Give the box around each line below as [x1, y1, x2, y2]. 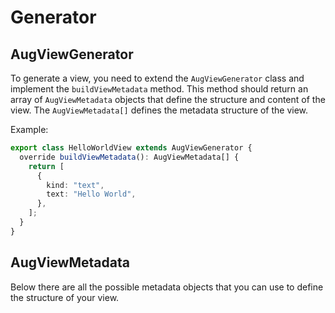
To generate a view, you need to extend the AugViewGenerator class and [10, 72, 305, 84]
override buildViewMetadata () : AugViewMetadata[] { [19, 152, 240, 162]
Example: [10, 124, 49, 135]
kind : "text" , [46, 180, 105, 190]
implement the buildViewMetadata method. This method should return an [10, 83, 309, 95]
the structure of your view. [10, 291, 120, 303]
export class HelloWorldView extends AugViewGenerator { [10, 143, 253, 153]
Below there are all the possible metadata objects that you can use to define [10, 281, 324, 293]
